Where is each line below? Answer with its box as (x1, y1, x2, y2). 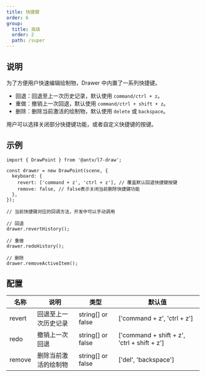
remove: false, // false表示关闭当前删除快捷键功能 (17, 186, 140, 192)
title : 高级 (12, 26, 41, 32)
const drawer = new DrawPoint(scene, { (6, 167, 109, 173)
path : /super (12, 37, 45, 44)
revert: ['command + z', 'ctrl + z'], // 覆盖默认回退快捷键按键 (17, 179, 178, 186)
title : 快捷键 (6, 9, 40, 15)
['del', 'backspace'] (118, 356, 175, 364)
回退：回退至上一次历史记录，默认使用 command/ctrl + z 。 (15, 92, 164, 99)
